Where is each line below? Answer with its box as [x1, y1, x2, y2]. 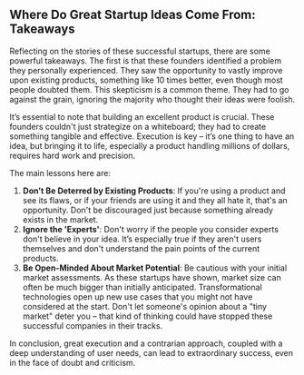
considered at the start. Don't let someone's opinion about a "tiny [22, 301, 268, 311]
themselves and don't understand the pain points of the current [22, 242, 260, 253]
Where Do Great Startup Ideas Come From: [9, 7, 256, 23]
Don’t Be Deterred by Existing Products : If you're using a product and [22, 185, 286, 196]
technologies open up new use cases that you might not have [22, 291, 253, 302]
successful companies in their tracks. [22, 320, 163, 331]
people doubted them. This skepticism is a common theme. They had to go [9, 84, 289, 94]
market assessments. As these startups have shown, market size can [22, 271, 281, 282]
